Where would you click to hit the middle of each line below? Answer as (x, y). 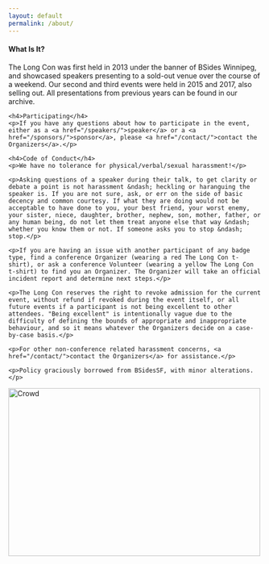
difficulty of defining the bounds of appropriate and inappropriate (128, 321)
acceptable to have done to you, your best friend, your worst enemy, (129, 208)
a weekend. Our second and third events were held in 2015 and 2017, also (130, 84)
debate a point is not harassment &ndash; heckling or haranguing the (129, 186)
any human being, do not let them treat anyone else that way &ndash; (129, 222)
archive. (22, 101)
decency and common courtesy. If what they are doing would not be (124, 201)
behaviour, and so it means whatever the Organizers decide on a (120, 328)
